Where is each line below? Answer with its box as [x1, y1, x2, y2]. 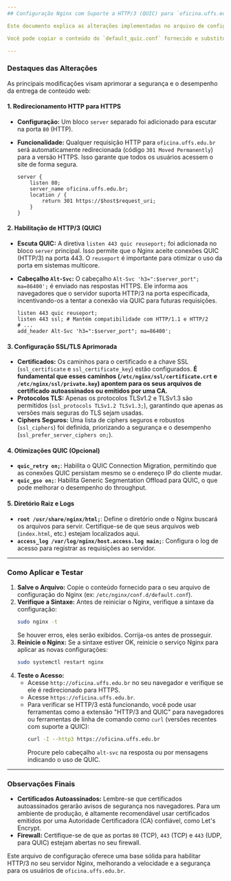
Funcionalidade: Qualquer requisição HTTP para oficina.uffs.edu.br [16, 138, 216, 146]
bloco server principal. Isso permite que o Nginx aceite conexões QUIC [16, 247, 219, 255]
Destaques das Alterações [7, 63, 98, 73]
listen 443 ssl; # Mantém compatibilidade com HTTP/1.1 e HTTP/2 [16, 316, 208, 323]
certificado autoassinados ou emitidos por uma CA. [16, 387, 168, 395]
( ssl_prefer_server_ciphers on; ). [16, 431, 113, 439]
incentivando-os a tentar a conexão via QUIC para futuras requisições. [16, 296, 218, 305]
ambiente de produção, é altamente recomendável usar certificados [16, 809, 210, 817]
